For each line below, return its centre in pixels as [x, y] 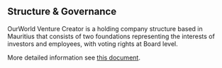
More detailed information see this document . [74, 57]
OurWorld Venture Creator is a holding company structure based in [105, 28]
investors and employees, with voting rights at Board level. [93, 44]
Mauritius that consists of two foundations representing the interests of [111, 36]
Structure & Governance [62, 12]
